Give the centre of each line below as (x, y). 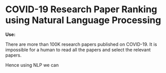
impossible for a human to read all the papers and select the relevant (78, 50)
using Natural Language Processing (83, 20)
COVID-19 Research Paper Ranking (81, 9)
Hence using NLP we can (32, 65)
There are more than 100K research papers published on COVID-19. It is (81, 44)
